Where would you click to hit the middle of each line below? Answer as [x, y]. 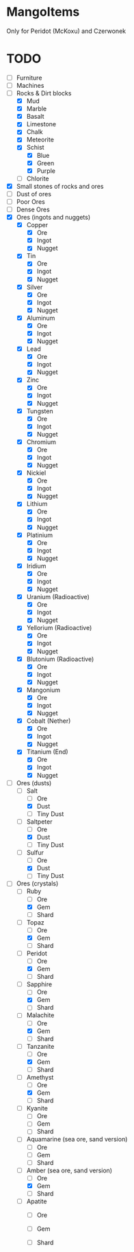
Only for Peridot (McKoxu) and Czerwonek [66, 31]
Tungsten [40, 411]
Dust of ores [34, 194]
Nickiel [36, 473]
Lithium [37, 504]
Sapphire [39, 984]
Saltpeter [39, 822]
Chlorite [38, 178]
